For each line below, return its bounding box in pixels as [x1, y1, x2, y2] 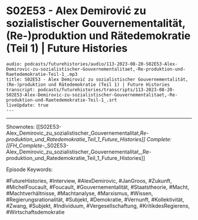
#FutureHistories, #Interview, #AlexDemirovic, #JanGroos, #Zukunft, [6, 177, 172, 184]
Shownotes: [6, 123, 35, 130]
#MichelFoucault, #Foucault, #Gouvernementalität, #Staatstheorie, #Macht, [6, 184, 190, 191]
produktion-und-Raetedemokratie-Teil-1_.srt [6, 97, 117, 103]
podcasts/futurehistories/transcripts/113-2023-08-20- [37, 86, 176, 92]
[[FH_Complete [6, 142, 43, 149]
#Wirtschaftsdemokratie [6, 208, 65, 215]
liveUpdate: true [6, 102, 49, 108]
